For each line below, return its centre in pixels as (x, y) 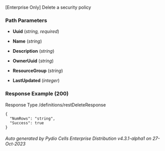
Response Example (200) (37, 94)
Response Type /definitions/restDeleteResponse (56, 105)
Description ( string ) (33, 51)
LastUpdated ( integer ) (36, 81)
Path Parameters (26, 20)
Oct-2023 (15, 144)
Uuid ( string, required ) (36, 31)
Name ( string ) (27, 41)
